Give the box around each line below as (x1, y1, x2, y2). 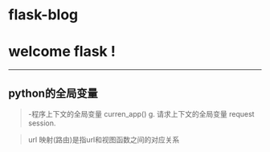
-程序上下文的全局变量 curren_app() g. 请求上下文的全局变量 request (27, 109, 255, 118)
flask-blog (8, 6, 79, 24)
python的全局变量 (8, 86, 98, 100)
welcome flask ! (8, 43, 117, 61)
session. (27, 118, 56, 128)
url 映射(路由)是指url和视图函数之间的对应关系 (27, 134, 180, 144)
